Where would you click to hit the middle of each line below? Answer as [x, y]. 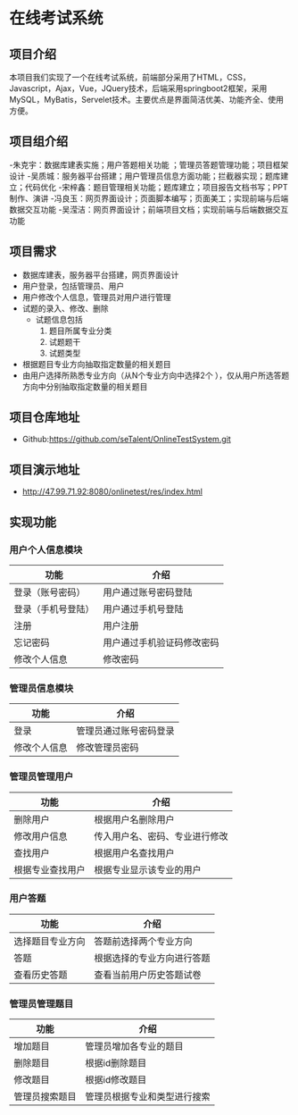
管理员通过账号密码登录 [126, 731]
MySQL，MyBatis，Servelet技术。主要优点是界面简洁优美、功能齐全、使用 [146, 100]
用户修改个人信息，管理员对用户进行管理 [96, 297]
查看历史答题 [41, 975]
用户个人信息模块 [46, 549]
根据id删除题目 [116, 1063]
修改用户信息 [41, 836]
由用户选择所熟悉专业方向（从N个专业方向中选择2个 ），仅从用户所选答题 [156, 375]
